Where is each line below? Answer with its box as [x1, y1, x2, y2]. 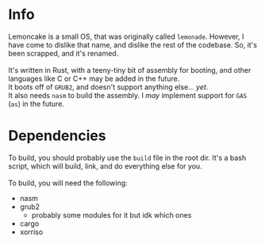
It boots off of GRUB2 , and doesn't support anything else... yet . [8, 82, 209, 92]
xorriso [19, 227, 44, 237]
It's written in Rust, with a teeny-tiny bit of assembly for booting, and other [8, 65, 252, 74]
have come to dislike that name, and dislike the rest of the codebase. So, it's [8, 40, 258, 49]
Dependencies [8, 127, 106, 145]
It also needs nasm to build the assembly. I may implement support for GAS [8, 90, 248, 100]
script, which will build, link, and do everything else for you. [8, 161, 202, 171]
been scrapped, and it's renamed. [8, 48, 119, 58]
